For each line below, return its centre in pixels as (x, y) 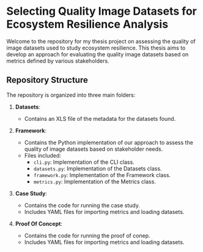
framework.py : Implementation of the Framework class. (102, 175)
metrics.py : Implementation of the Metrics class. (94, 181)
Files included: (42, 155)
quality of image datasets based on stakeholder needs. (94, 149)
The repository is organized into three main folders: (71, 95)
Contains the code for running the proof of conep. (87, 235)
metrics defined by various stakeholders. (58, 61)
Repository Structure (47, 80)
